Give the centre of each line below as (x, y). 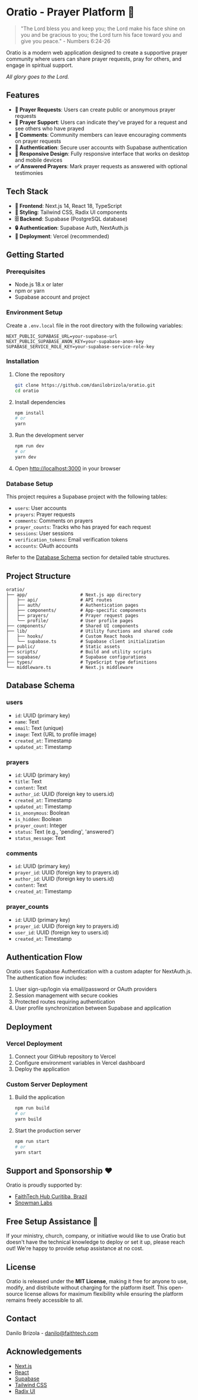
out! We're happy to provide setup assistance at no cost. (75, 1248)
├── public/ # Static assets (63, 646)
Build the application (40, 1097)
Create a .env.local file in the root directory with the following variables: (95, 325)
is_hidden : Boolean (38, 819)
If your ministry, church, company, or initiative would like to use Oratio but (96, 1236)
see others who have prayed (49, 128)
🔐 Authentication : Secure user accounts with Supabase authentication (101, 147)
